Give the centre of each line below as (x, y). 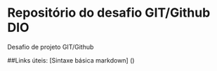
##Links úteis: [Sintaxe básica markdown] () (71, 60)
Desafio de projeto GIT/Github (51, 47)
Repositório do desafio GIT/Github (109, 13)
